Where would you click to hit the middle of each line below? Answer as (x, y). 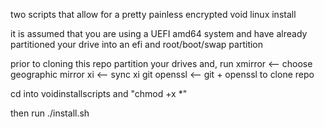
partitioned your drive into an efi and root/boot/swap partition (137, 44)
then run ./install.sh (50, 113)
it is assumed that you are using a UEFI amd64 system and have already (159, 33)
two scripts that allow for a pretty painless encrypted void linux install (153, 14)
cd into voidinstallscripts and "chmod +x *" (99, 93)
